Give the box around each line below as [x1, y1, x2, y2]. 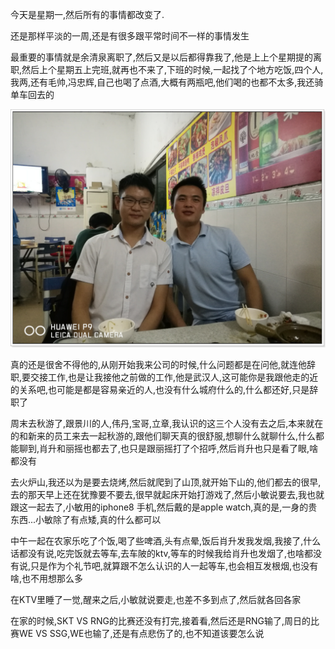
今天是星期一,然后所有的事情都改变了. [10, 9, 165, 20]
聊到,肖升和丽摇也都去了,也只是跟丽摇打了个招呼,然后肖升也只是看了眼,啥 [18, 442, 319, 454]
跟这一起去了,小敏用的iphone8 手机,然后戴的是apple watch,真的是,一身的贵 [10, 501, 318, 513]
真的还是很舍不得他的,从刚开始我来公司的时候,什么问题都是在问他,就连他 [10, 358, 308, 370]
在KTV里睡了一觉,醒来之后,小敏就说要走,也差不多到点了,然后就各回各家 [10, 593, 302, 605]
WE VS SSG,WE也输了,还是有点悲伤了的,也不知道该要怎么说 [18, 627, 265, 639]
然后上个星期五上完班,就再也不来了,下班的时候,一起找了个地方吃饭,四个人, [21, 64, 324, 75]
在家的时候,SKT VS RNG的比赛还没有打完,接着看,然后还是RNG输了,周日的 [10, 614, 312, 627]
